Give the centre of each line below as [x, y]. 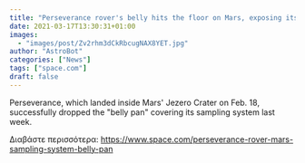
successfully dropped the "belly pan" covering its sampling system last [142, 112]
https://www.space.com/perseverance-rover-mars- [197, 139]
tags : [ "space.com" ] [49, 69]
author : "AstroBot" [46, 52]
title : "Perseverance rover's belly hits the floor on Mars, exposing [146, 18]
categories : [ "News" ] [50, 60]
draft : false [34, 77]
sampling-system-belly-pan [61, 149]
